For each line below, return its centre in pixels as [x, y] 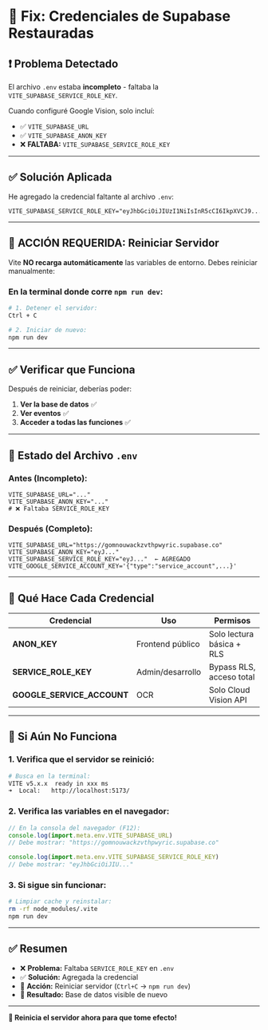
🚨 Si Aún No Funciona [63, 737]
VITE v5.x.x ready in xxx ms [59, 783]
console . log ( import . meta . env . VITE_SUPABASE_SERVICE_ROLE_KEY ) [114, 858]
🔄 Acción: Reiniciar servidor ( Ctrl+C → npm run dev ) [105, 986]
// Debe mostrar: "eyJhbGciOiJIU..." [71, 865]
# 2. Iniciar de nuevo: [48, 330]
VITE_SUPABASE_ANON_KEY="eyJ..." [64, 553]
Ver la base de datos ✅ [58, 404]
